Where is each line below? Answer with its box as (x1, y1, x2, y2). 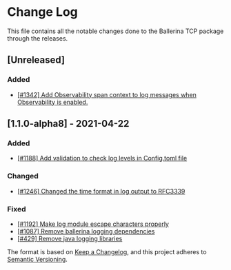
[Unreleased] (7, 54, 66, 66)
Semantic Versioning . (7, 255, 68, 263)
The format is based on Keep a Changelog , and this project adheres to (7, 247, 207, 256)
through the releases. (7, 34, 68, 42)
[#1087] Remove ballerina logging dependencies (17, 227, 155, 235)
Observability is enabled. (17, 98, 88, 106)
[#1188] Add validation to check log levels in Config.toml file (17, 154, 188, 163)
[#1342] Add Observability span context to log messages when (17, 90, 197, 98)
